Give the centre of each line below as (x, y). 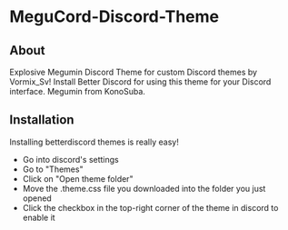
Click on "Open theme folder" (78, 178)
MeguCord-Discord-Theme (114, 17)
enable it (39, 217)
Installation (42, 120)
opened (37, 198)
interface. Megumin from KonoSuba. (77, 91)
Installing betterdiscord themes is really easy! (94, 142)
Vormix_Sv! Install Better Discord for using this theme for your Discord (140, 82)
